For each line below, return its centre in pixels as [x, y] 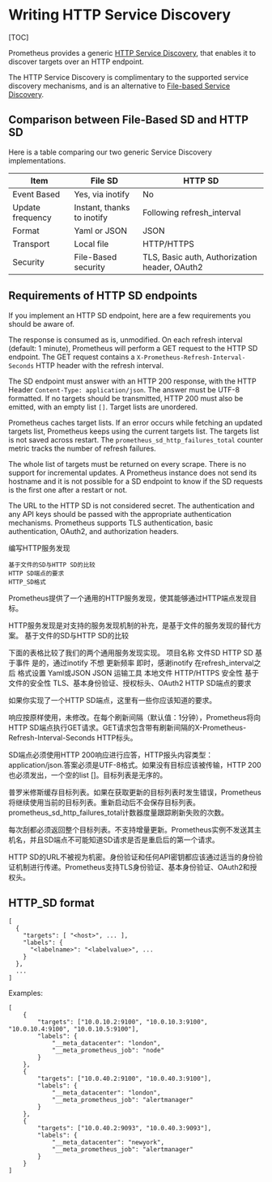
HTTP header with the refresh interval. [100, 365]
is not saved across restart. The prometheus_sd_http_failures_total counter [136, 439]
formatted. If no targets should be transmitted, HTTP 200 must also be [126, 398]
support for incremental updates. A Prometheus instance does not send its [133, 472]
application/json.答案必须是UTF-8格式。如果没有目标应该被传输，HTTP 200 [135, 765]
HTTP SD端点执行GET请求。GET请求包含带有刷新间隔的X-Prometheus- [127, 727]
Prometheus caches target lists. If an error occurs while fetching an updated [136, 422]
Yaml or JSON [101, 231]
